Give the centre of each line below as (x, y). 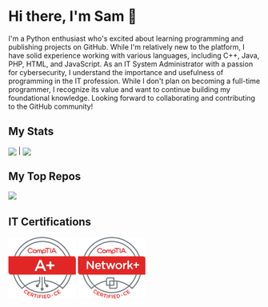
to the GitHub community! (51, 106)
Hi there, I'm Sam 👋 (73, 16)
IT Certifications (50, 222)
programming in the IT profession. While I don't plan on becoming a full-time (134, 81)
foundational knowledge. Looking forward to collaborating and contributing (132, 98)
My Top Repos (45, 176)
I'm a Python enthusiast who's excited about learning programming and (126, 38)
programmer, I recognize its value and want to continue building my (119, 89)
